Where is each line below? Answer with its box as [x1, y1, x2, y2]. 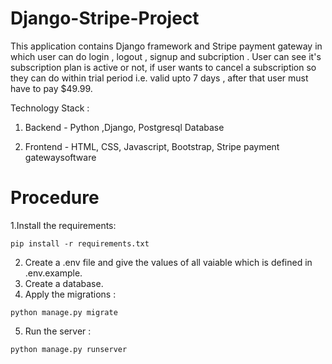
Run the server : [24, 325, 92, 337]
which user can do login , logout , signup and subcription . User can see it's [10, 50, 322, 62]
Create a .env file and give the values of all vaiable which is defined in [24, 256, 313, 268]
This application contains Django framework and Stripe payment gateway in [10, 40, 323, 52]
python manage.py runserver [10, 344, 128, 354]
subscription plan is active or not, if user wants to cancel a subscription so [10, 61, 317, 73]
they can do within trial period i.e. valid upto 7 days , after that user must [10, 72, 309, 84]
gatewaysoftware [24, 151, 97, 163]
